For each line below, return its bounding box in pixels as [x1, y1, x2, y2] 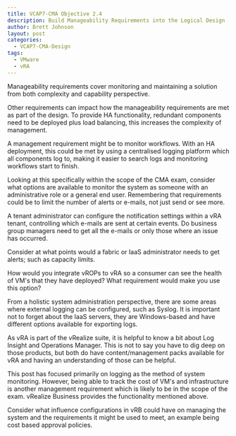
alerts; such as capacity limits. [7, 255, 95, 263]
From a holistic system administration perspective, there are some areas [7, 297, 217, 306]
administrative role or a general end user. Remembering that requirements [7, 190, 222, 199]
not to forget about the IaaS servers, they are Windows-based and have [7, 312, 216, 320]
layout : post [7, 30, 46, 37]
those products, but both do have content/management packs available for [7, 348, 225, 356]
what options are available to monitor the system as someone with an [7, 182, 209, 191]
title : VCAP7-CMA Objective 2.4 [7, 10, 102, 18]
